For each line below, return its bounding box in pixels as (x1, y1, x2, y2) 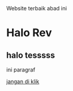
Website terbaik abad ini (6, 5, 67, 12)
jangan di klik (6, 78, 40, 85)
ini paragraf (6, 66, 35, 73)
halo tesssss (6, 50, 55, 60)
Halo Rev (6, 26, 52, 40)
